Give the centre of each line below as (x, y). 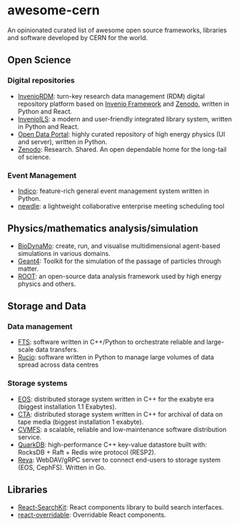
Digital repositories (41, 81)
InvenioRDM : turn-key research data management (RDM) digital (111, 96)
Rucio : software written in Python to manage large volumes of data (116, 357)
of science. (34, 157)
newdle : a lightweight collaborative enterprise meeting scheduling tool (121, 206)
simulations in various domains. (64, 253)
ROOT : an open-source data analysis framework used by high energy (119, 276)
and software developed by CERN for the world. (78, 37)
